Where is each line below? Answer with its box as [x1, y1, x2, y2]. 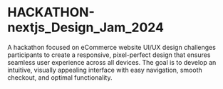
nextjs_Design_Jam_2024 [7, 19, 164, 36]
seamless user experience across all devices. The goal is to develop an [7, 58, 217, 66]
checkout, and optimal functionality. [7, 73, 113, 82]
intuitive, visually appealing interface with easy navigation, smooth [7, 66, 203, 74]
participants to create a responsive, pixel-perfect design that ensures [7, 51, 211, 59]
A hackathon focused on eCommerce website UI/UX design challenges [7, 43, 216, 51]
